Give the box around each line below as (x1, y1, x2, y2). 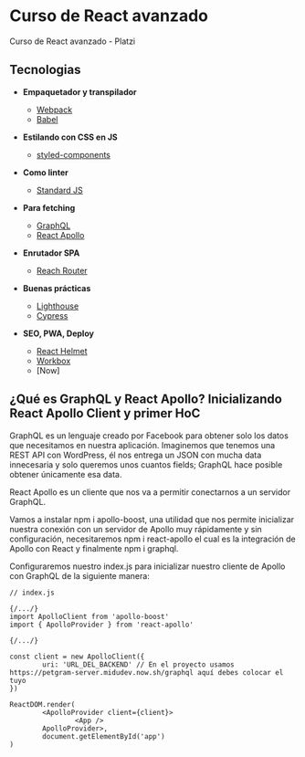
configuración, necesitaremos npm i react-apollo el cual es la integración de (9, 533, 296, 544)
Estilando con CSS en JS (22, 131, 119, 142)
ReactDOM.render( (9, 699, 76, 709)
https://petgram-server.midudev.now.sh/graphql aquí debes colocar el (9, 668, 284, 677)
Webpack (36, 104, 73, 115)
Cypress (36, 310, 68, 321)
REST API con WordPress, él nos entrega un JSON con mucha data (9, 449, 262, 460)
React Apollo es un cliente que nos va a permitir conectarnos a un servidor (9, 486, 290, 498)
